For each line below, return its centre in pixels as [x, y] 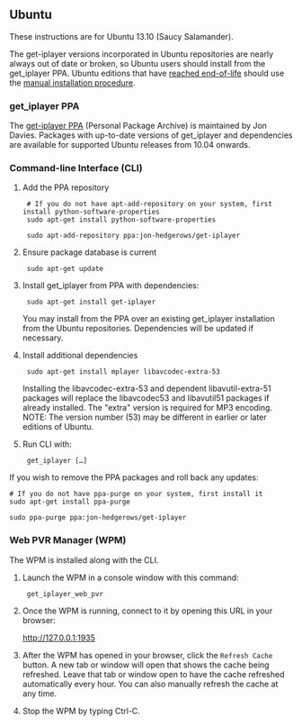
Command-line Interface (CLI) [76, 168]
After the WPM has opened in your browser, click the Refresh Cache [147, 655]
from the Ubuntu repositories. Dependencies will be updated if [138, 329]
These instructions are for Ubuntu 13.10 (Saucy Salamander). [121, 36]
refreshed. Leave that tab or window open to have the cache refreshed [153, 674]
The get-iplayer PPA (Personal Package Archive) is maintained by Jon [138, 126]
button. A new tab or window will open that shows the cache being [146, 665]
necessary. [43, 338]
